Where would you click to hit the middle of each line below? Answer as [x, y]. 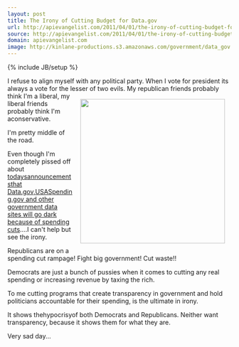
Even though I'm [31, 154]
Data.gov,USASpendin [40, 192]
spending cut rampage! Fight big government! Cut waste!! [92, 258]
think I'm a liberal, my [39, 96]
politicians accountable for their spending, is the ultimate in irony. [103, 301]
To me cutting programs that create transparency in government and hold [115, 293]
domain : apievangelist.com [47, 41]
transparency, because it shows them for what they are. [89, 322]
